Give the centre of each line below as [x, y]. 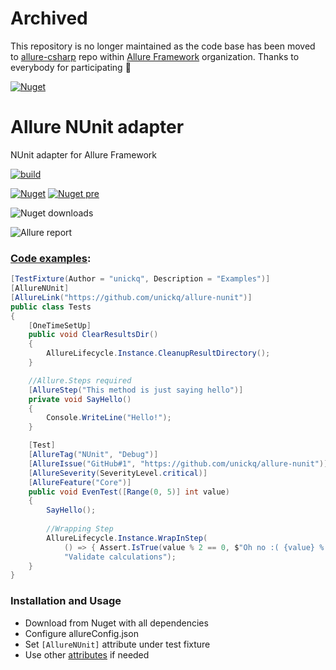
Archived [49, 18]
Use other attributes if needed [87, 654]
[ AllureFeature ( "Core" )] [80, 482]
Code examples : [51, 258]
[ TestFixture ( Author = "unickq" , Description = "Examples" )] [140, 279]
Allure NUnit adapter [97, 127]
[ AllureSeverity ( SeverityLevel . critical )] [118, 473]
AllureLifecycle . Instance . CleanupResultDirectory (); [158, 353]
